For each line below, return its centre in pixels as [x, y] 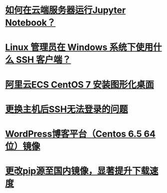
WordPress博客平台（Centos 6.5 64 [81, 134]
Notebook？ [30, 23]
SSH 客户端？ [43, 60]
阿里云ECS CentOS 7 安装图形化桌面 [80, 85]
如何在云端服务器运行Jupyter [66, 10]
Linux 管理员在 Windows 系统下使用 [79, 47]
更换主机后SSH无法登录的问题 [67, 109]
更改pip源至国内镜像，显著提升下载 [77, 171]
